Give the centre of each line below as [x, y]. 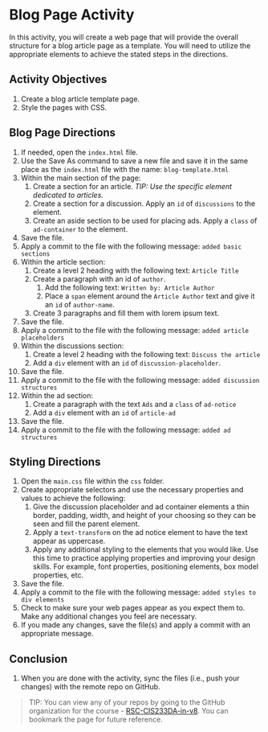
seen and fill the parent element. [86, 524]
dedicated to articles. [68, 195]
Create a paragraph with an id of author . [99, 278]
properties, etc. [58, 575]
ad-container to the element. [80, 229]
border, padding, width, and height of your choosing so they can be [144, 516]
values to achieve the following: [73, 498]
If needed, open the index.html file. [79, 152]
